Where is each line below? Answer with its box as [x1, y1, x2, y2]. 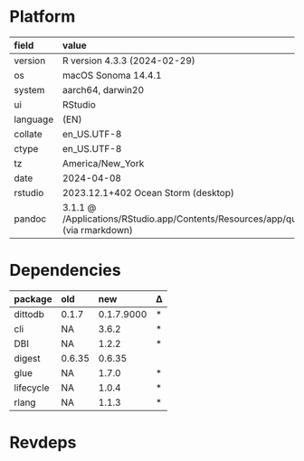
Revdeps [9, 432, 77, 453]
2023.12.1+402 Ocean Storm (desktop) [62, 186, 235, 199]
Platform [9, 6, 76, 27]
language [14, 113, 54, 126]
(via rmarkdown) [62, 223, 133, 236]
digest [14, 352, 41, 364]
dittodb [14, 307, 45, 320]
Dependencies [9, 260, 121, 281]
